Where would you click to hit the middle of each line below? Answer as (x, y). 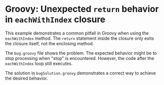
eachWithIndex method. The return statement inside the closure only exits (80, 38)
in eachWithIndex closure (55, 19)
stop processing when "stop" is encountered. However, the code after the (80, 58)
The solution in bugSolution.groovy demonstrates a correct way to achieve (81, 73)
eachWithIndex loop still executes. (39, 63)
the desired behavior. (27, 78)
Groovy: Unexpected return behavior (82, 9)
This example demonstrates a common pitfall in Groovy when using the (77, 33)
